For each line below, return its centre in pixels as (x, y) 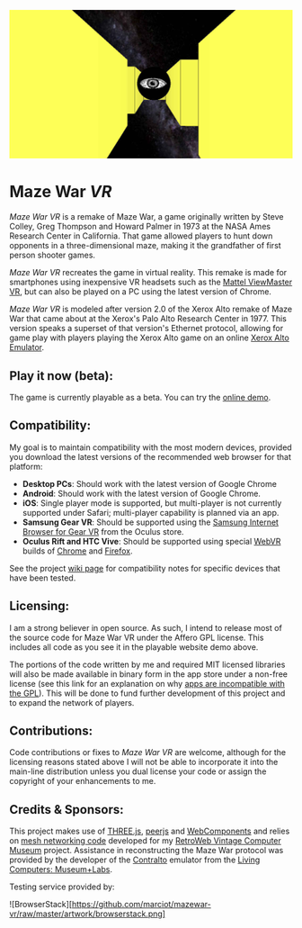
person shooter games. (53, 255)
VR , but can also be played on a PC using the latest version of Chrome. (141, 292)
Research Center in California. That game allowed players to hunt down (141, 236)
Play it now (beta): (62, 376)
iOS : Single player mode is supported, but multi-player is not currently (152, 503)
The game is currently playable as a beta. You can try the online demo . (140, 398)
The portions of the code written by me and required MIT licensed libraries (147, 664)
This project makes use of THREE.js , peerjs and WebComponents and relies (150, 831)
